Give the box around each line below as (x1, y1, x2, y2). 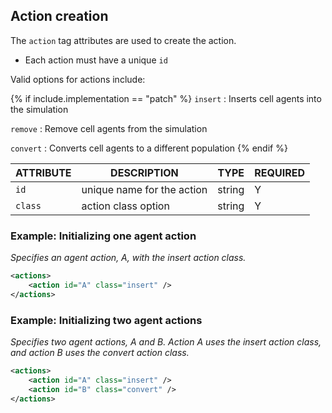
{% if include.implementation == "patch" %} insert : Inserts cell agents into (10, 92, 322, 104)
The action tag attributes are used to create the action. (10, 34, 237, 46)
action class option (81, 199, 170, 213)
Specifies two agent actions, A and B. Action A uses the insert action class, (10, 336, 322, 348)
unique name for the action (81, 182, 208, 196)
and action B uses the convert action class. (10, 347, 190, 359)
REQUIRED (254, 165, 305, 179)
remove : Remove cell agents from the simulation (10, 122, 208, 134)
